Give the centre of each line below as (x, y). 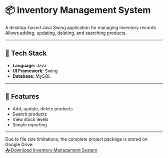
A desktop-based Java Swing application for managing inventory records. (81, 27)
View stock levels (30, 119)
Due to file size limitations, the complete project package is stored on (76, 139)
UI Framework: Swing (35, 71)
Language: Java (29, 65)
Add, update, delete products (42, 108)
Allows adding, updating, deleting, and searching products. (66, 33)
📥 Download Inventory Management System (51, 150)
